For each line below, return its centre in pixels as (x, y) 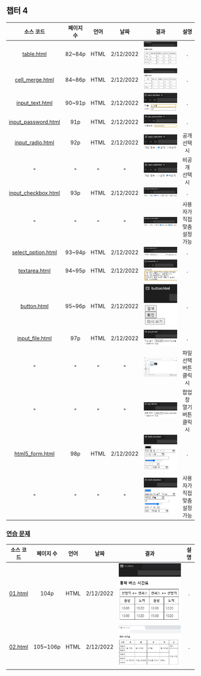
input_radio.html (35, 143)
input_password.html (34, 122)
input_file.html (34, 338)
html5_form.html (34, 454)
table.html (34, 54)
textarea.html (34, 271)
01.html (19, 593)
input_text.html (34, 103)
